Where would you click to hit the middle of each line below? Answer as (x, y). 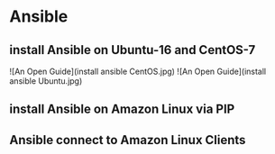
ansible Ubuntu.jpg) (46, 81)
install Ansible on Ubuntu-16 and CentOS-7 (133, 50)
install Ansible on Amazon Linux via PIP (122, 109)
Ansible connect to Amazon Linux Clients (128, 140)
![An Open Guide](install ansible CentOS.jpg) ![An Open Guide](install (138, 71)
